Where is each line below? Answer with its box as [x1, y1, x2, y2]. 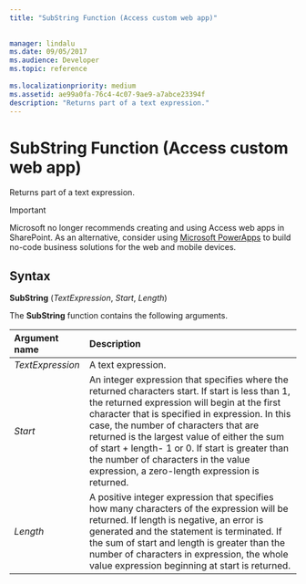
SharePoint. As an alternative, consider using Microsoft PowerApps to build [9, 232, 291, 243]
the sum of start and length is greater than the [89, 537, 285, 549]
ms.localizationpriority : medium [9, 81, 137, 90]
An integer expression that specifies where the [89, 373, 289, 386]
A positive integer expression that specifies [89, 491, 274, 504]
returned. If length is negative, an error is [89, 514, 264, 527]
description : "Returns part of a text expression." [9, 98, 209, 108]
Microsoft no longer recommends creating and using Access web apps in [9, 223, 285, 234]
